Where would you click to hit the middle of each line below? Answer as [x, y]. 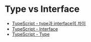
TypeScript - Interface [35, 29]
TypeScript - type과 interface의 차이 [49, 23]
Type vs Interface [42, 9]
